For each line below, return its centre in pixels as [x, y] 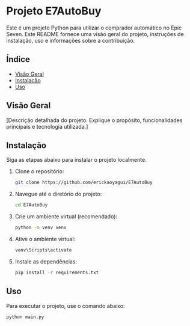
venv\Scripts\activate [43, 250]
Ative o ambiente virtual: [45, 239]
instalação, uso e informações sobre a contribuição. [71, 40]
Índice [18, 59]
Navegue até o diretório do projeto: [58, 194]
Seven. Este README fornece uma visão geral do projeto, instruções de [95, 34]
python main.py [25, 317]
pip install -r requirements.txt [57, 272]
